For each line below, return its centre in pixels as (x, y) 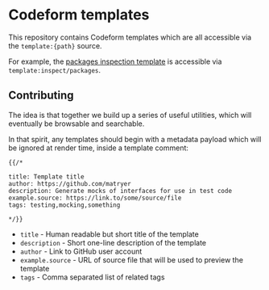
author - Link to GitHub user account (81, 251)
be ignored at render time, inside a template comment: (99, 148)
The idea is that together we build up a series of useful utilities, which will (130, 115)
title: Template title (46, 177)
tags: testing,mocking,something (64, 205)
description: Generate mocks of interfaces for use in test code (120, 191)
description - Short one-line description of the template (113, 242)
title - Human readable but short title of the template (109, 234)
